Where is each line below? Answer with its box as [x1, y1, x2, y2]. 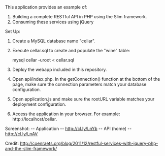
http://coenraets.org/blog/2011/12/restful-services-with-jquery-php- [19, 140, 159, 146]
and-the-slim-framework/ [5, 146, 57, 152]
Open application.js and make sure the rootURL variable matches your [12, 96, 155, 102]
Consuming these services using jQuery [12, 19, 94, 25]
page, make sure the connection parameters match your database [12, 81, 147, 87]
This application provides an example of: [5, 4, 88, 10]
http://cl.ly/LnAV [5, 131, 38, 137]
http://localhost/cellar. [12, 116, 58, 122]
